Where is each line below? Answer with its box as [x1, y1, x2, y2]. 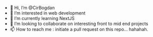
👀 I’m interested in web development [10, 10, 86, 16]
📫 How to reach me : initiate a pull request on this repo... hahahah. [10, 26, 148, 32]
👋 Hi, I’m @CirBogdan [10, 5, 55, 10]
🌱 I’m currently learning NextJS [10, 15, 75, 21]
